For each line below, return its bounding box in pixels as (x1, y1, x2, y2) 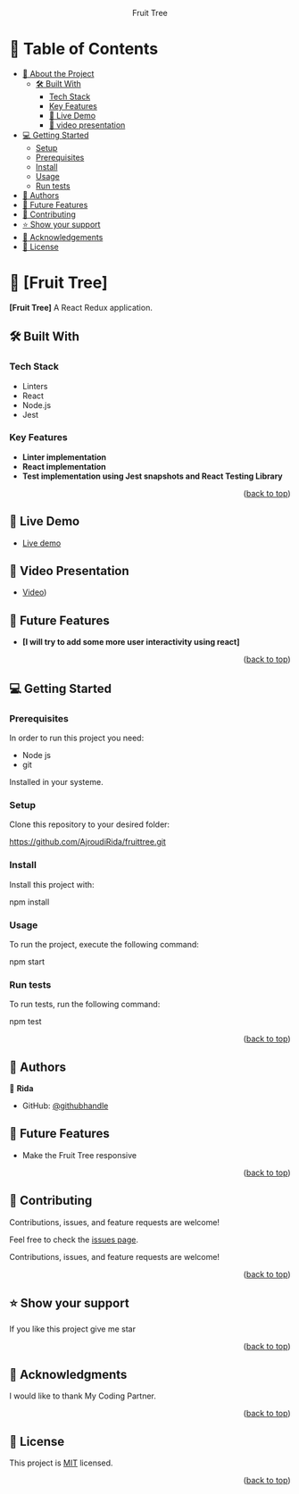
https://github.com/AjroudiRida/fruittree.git (9, 837, 167, 847)
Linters (21, 380, 48, 391)
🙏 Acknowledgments (9, 1366, 128, 1382)
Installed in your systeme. (9, 776, 104, 787)
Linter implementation (21, 451, 107, 463)
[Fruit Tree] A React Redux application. (9, 302, 154, 313)
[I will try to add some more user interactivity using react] (21, 637, 240, 647)
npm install (9, 897, 50, 907)
